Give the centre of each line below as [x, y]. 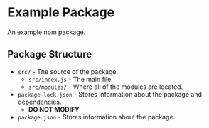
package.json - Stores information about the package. [96, 117]
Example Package [61, 12]
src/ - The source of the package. [68, 71]
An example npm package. [47, 32]
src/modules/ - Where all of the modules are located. [106, 87]
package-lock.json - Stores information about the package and [110, 94]
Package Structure [50, 54]
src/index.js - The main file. [71, 79]
